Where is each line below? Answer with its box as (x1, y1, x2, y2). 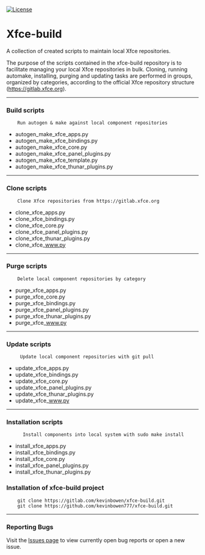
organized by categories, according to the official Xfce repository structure (6, 78, 195, 85)
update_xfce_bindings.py (15, 371, 79, 379)
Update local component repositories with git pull (20, 354, 154, 360)
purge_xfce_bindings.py (15, 299, 76, 307)
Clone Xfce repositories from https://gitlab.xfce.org (17, 198, 160, 204)
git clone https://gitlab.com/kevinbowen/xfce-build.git (17, 498, 165, 504)
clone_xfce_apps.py (15, 208, 66, 216)
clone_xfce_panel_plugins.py (15, 228, 88, 235)
